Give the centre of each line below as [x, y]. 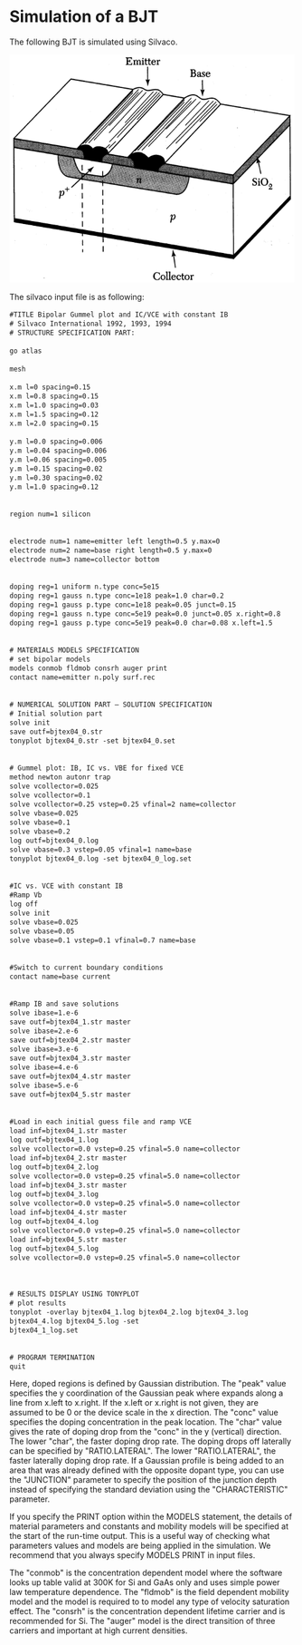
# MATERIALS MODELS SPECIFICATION [75, 650]
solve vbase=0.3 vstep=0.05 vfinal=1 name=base [101, 850]
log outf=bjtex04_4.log [54, 1222]
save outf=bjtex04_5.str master [70, 1095]
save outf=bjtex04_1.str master [70, 1022]
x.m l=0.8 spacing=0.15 [54, 396]
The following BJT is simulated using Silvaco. [94, 42]
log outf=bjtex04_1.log [54, 1140]
